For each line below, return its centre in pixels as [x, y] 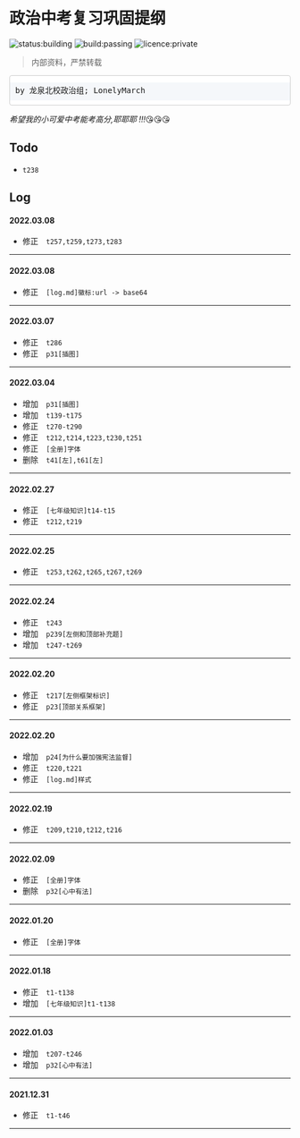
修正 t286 [42, 342]
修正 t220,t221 [52, 768]
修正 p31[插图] [51, 353]
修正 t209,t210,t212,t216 [72, 829]
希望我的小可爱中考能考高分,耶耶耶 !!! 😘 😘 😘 [90, 119]
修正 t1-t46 [46, 1116]
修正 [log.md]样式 [57, 779]
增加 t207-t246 [52, 1054]
